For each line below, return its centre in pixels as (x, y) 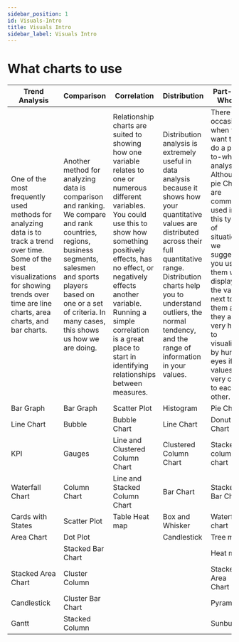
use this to (130, 223)
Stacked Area (33, 574)
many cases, (84, 321)
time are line (31, 304)
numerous (130, 188)
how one (127, 152)
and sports (81, 277)
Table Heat (131, 517)
